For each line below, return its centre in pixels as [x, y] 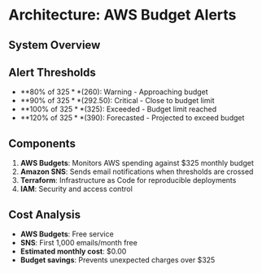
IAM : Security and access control [76, 189]
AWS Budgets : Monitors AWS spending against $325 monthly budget [137, 163]
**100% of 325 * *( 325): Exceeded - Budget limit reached [118, 109]
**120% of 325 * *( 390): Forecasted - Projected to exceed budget [132, 118]
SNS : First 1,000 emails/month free [79, 243]
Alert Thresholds [52, 72]
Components [42, 143]
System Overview [55, 45]
